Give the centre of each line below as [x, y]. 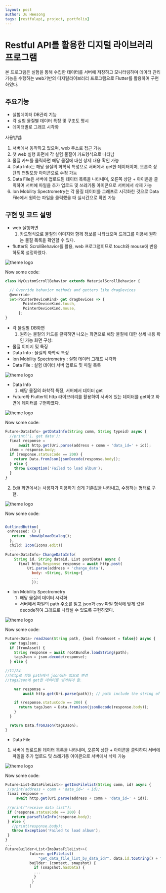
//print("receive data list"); [39, 808]
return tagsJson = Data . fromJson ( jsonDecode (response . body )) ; [83, 707]
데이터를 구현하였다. [41, 403]
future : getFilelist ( [52, 854]
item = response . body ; [33, 450]
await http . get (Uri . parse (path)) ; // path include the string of [92, 694]
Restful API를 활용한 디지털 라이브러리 [79, 45]
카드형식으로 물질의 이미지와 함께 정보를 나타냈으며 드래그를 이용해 [84, 234]
